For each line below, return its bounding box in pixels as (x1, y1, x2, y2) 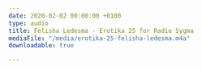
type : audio (8, 19, 49, 27)
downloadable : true (8, 42, 75, 50)
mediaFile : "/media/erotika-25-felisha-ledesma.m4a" (8, 34, 191, 43)
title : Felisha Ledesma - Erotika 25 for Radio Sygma (8, 26, 195, 34)
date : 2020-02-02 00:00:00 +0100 (8, 11, 122, 20)
